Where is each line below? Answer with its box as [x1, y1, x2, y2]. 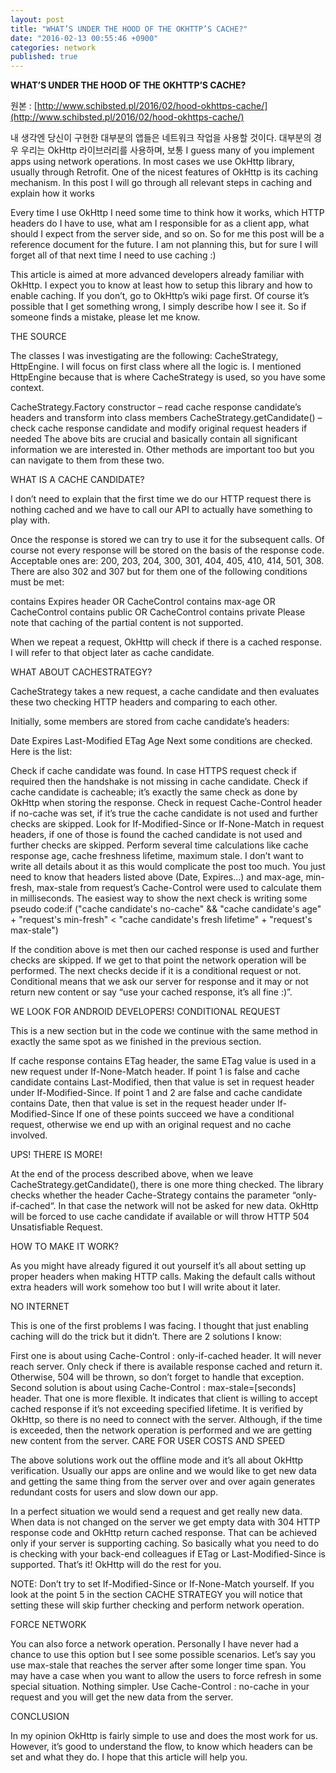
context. [10, 382, 45, 394]
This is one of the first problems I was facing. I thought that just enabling [10, 1320, 309, 1332]
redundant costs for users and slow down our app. [10, 1486, 219, 1498]
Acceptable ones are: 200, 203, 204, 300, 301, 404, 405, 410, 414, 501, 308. [10, 555, 325, 567]
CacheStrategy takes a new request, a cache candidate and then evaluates [10, 686, 320, 698]
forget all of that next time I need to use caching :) [10, 249, 217, 261]
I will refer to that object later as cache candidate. [10, 647, 215, 659]
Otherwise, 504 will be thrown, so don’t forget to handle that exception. [10, 1371, 305, 1383]
